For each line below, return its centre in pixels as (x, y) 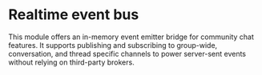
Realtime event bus (74, 15)
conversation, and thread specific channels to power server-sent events (127, 53)
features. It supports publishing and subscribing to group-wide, (113, 45)
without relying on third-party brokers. (71, 62)
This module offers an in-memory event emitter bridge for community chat (131, 37)
